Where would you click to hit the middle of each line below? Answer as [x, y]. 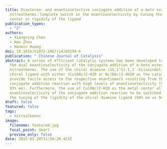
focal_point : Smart [30, 130]
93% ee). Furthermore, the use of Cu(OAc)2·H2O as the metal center [82, 88]
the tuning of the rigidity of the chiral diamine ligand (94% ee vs [83, 97]
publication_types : [25, 24]
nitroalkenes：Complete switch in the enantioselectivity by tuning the [86, 14]
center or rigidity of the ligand [45, 19]
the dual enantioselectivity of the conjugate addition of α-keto [80, 65]
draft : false [19, 102]
